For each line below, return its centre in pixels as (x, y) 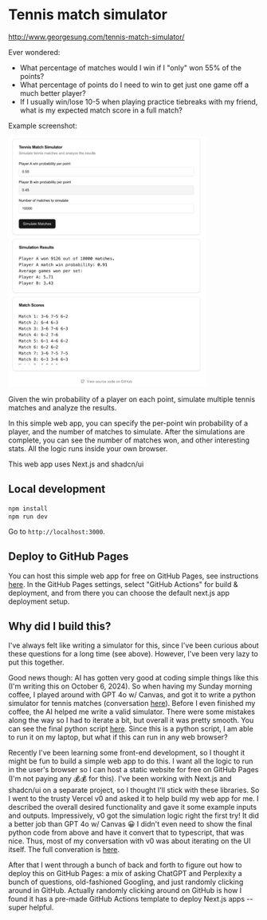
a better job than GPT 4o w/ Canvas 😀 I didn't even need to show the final (130, 824)
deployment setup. (39, 601)
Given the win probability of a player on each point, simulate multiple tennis (132, 399)
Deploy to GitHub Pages (69, 557)
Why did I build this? (60, 626)
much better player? (53, 93)
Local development (57, 489)
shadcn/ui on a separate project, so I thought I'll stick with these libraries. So (134, 790)
